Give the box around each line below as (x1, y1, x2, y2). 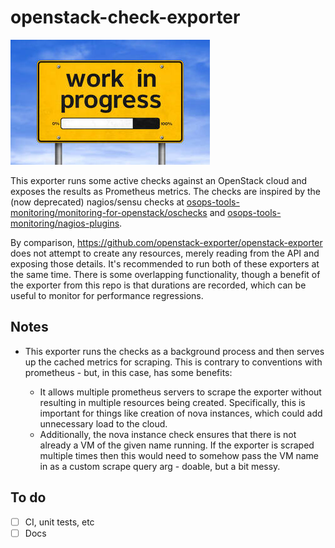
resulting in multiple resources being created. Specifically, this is (39, 396, 306, 408)
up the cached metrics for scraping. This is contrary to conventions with (24, 356, 323, 368)
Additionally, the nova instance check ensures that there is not (39, 428, 297, 440)
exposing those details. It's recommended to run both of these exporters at (10, 257, 320, 270)
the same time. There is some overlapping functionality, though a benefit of (10, 268, 321, 280)
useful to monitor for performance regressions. (10, 289, 204, 301)
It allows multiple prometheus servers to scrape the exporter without (39, 386, 322, 398)
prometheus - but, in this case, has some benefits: (24, 366, 233, 378)
